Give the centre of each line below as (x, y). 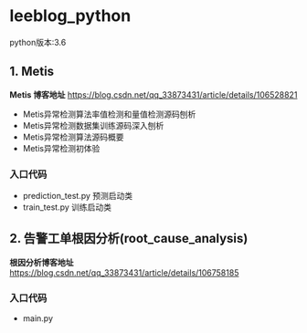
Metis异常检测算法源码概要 (73, 137)
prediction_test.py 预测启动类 (78, 196)
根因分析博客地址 (42, 262)
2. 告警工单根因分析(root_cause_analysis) (129, 239)
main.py (37, 318)
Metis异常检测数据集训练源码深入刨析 (93, 125)
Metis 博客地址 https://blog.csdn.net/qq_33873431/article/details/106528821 (153, 94)
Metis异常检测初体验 (61, 148)
